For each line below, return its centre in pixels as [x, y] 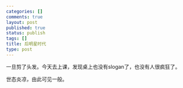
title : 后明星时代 [26, 44]
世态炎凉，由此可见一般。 [37, 79]
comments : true [24, 17]
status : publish [26, 33]
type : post [19, 50]
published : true [26, 28]
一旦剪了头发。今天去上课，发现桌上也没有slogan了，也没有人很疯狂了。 [93, 66]
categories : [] [24, 11]
